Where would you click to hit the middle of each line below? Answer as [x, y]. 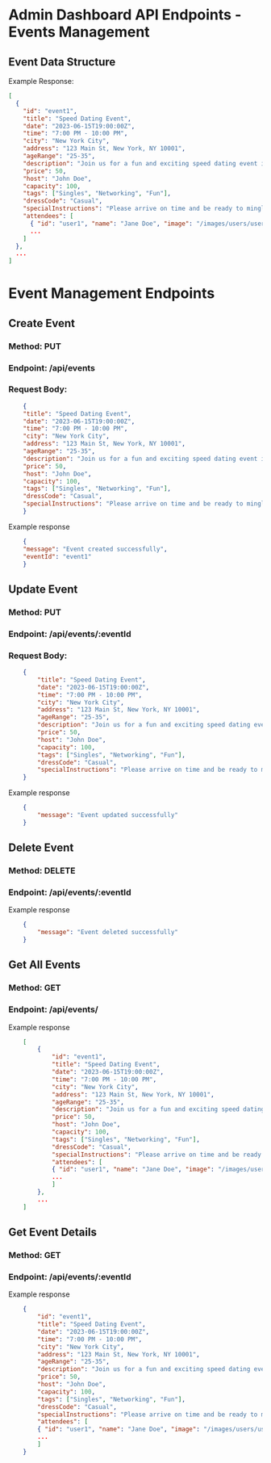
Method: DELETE [42, 871]
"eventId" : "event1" [57, 556]
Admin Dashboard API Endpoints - [125, 15]
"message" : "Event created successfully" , [95, 549]
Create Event [42, 323]
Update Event [43, 589]
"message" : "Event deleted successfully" [108, 933]
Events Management [79, 32]
